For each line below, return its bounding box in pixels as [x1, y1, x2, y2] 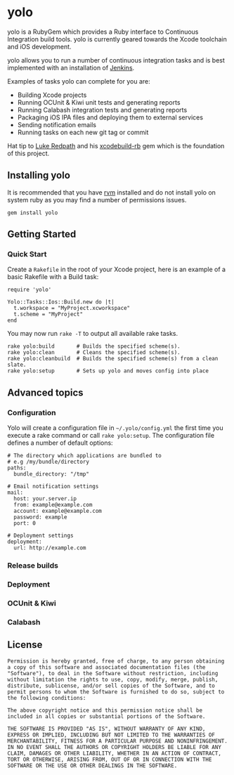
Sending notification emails [17, 120, 97, 129]
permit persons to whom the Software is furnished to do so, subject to [7, 688, 225, 696]
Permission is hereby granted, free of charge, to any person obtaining [7, 658, 225, 665]
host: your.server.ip [13, 495, 77, 502]
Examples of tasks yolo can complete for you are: [7, 77, 150, 85]
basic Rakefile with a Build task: [7, 273, 99, 281]
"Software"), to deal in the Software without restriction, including [7, 670, 219, 677]
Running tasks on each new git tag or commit [17, 128, 149, 136]
